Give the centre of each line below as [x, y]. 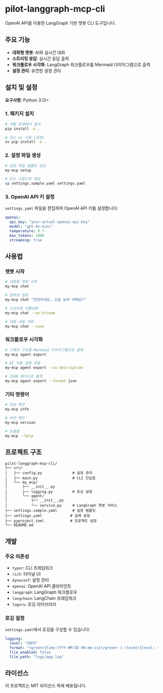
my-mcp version [20, 423]
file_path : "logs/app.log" [37, 657]
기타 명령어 [17, 394]
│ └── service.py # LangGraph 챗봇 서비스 [61, 506]
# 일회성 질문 [17, 295]
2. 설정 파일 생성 [23, 155]
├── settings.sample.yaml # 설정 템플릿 [50, 511]
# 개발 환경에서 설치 [23, 124]
